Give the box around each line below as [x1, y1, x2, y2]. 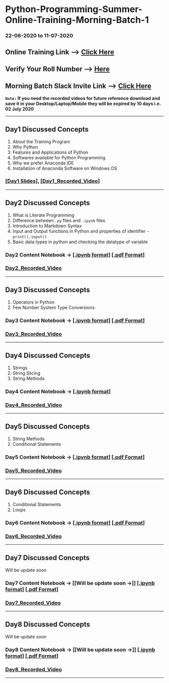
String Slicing [12, 370, 40, 376]
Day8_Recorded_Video [5, 666, 62, 673]
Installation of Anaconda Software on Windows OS [12, 165, 117, 171]
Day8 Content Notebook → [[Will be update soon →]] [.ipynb [5, 646, 155, 653]
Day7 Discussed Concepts [5, 554, 90, 562]
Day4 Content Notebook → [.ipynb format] [5, 388, 111, 395]
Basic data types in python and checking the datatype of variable [12, 239, 148, 245]
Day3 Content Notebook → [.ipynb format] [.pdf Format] [5, 317, 145, 324]
